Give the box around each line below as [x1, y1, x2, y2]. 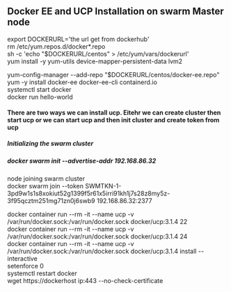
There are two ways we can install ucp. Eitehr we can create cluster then [7, 108, 221, 117]
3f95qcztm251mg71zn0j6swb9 [7, 196, 95, 204]
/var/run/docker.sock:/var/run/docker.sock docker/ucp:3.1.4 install [7, 247, 197, 255]
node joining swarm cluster [7, 174, 86, 183]
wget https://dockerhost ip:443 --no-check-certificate [7, 276, 164, 284]
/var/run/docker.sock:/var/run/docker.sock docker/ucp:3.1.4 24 [7, 232, 188, 241]
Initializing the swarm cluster [7, 139, 94, 147]
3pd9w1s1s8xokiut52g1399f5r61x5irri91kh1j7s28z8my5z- [7, 189, 170, 197]
